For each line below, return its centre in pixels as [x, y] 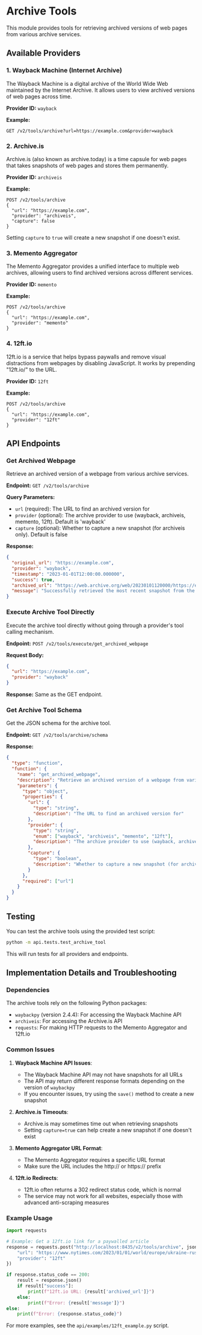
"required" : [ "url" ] [48, 881]
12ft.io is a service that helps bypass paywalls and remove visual [86, 357]
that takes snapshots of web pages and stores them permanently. [87, 165]
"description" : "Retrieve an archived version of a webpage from [101, 780]
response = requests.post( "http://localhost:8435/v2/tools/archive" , [95, 1247]
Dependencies [28, 990]
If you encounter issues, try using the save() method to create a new [109, 1094]
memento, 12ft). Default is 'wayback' [60, 522]
